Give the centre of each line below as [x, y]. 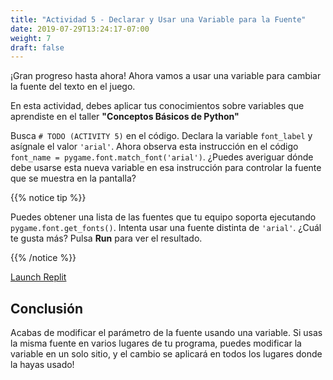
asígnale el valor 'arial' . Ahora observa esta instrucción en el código [154, 147]
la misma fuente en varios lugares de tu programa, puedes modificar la [156, 343]
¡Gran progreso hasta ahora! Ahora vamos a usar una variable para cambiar [166, 76]
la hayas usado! [42, 365]
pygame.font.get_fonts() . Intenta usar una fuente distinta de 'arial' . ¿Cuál [166, 228]
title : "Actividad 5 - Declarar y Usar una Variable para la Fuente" [158, 19]
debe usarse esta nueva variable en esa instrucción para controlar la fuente [166, 168]
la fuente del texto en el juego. [73, 87]
